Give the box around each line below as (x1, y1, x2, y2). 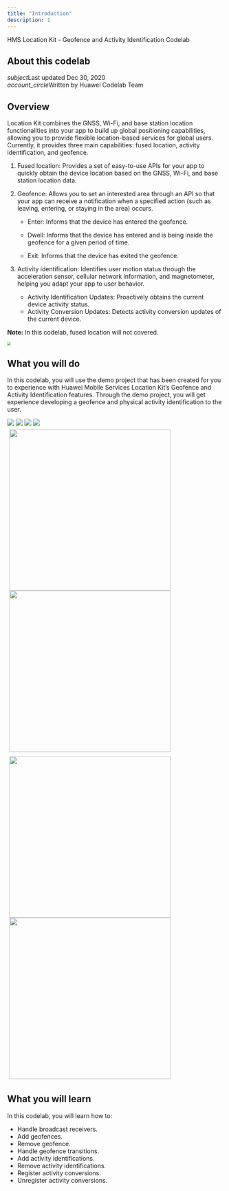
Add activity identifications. (17, 1154, 95, 1162)
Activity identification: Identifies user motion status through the (17, 265, 196, 273)
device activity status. (27, 300, 90, 308)
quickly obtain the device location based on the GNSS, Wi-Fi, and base (17, 169, 219, 178)
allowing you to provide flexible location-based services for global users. (7, 134, 214, 142)
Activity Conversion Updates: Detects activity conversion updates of (27, 308, 221, 316)
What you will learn (7, 1093, 91, 1105)
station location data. (17, 176, 77, 185)
